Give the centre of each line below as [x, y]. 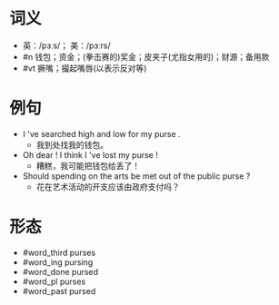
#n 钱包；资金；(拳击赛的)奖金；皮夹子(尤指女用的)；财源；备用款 [146, 56]
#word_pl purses [54, 281]
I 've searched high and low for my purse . [101, 133]
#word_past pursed [59, 290]
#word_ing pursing [58, 262]
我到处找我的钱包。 [72, 144]
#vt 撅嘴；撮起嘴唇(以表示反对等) [85, 68]
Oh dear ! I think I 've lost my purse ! [90, 154]
